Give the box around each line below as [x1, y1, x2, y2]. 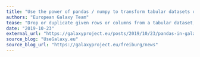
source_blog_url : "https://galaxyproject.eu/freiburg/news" [6, 42, 159, 48]
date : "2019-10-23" [6, 25, 55, 31]
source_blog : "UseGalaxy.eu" [6, 36, 79, 42]
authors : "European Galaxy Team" [6, 14, 89, 20]
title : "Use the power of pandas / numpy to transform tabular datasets [6, 8, 190, 15]
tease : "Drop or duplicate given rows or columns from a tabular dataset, [6, 20, 196, 26]
